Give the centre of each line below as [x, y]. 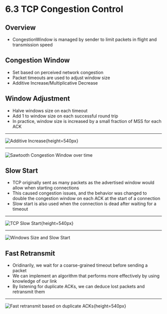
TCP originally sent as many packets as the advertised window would [83, 183]
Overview [21, 28]
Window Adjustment [38, 99]
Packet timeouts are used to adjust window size [61, 78]
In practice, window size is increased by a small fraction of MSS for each [87, 121]
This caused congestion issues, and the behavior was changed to [80, 193]
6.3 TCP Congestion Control [64, 9]
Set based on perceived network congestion [58, 72]
